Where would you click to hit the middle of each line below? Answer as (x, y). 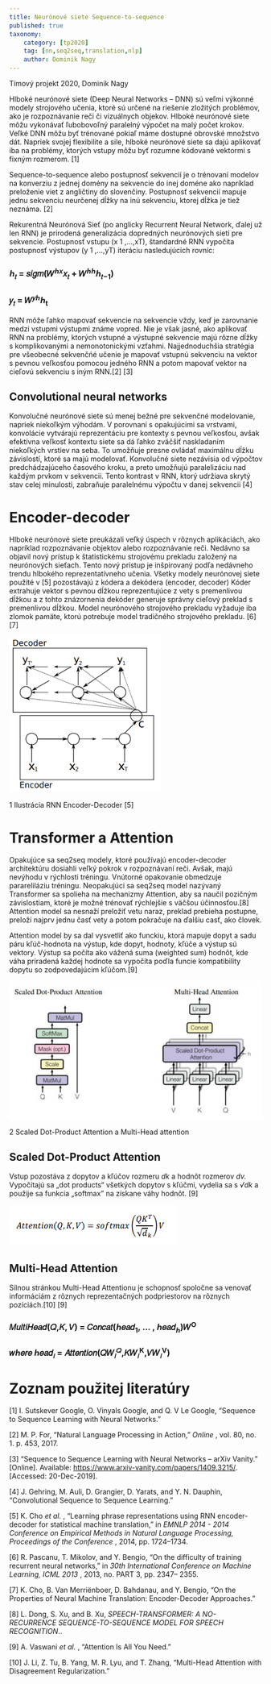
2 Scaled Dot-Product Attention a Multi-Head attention (99, 1132)
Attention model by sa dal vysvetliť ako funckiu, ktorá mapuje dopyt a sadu (133, 936)
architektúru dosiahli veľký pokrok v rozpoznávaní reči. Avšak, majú (121, 869)
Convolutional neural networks (88, 397)
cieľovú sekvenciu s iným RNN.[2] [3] (71, 372)
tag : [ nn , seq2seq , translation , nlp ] (83, 51)
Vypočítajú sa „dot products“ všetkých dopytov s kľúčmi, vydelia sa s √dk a (134, 1185)
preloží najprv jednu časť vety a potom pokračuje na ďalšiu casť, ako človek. (135, 920)
